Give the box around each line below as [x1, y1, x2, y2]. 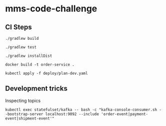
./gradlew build [5, 36, 39, 41]
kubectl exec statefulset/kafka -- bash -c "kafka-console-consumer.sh [5, 107, 157, 112]
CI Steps [5, 23, 32, 31]
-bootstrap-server [5, 112, 43, 117]
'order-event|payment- [101, 112, 149, 117]
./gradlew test [5, 45, 37, 50]
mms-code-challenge [5, 3, 97, 14]
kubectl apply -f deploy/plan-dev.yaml [5, 71, 88, 76]
